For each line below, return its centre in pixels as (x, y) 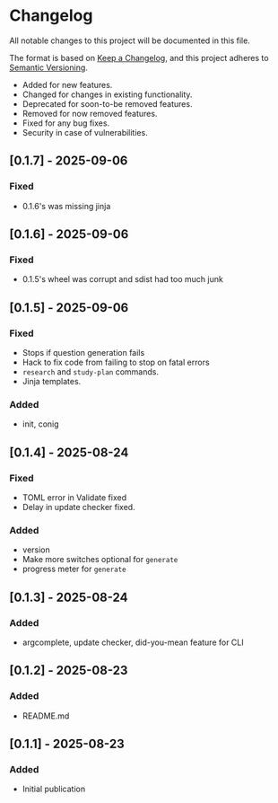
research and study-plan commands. (91, 372)
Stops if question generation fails (83, 353)
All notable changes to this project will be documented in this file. (130, 40)
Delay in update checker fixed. (79, 507)
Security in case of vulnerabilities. (85, 132)
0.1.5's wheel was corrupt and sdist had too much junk (123, 279)
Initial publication (54, 789)
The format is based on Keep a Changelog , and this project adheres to (139, 57)
